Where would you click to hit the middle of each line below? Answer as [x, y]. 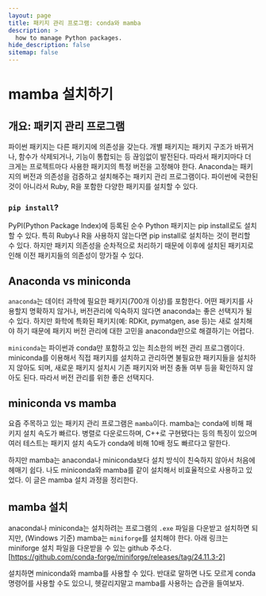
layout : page [30, 15]
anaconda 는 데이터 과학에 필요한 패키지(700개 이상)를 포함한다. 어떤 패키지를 [127, 301]
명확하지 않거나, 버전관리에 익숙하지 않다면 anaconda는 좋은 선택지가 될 [141, 312]
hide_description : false [49, 45]
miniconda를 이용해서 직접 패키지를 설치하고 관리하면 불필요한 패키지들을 [122, 358]
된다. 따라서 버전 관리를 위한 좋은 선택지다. [89, 377]
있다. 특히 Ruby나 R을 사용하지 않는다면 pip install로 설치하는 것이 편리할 [138, 236]
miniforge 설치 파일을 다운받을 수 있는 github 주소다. [90, 548]
